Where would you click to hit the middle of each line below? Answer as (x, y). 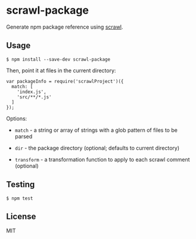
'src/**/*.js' (34, 97)
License (21, 216)
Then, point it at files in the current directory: (61, 70)
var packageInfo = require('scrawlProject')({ (65, 81)
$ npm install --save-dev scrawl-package (58, 59)
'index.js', (32, 92)
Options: (17, 118)
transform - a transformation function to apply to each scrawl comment (102, 159)
